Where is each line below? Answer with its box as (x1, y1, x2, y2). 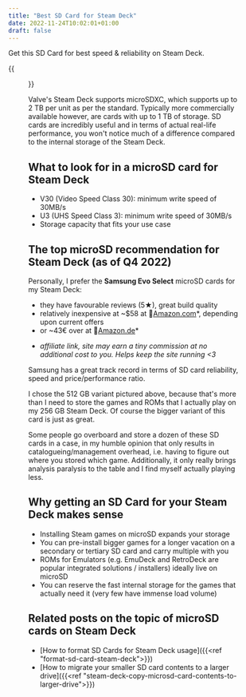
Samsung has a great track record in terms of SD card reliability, (28, 365, 239, 374)
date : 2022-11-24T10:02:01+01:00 (8, 19, 119, 27)
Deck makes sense (28, 508, 124, 521)
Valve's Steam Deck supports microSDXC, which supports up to (28, 95, 237, 105)
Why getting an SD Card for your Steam (28, 496, 228, 509)
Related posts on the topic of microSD (28, 612, 220, 625)
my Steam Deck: (28, 285, 82, 294)
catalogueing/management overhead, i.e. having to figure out (28, 447, 229, 456)
